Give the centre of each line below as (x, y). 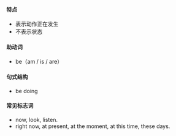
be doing (26, 91)
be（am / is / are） (39, 62)
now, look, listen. (36, 119)
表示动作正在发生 (37, 24)
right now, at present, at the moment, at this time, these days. (93, 126)
